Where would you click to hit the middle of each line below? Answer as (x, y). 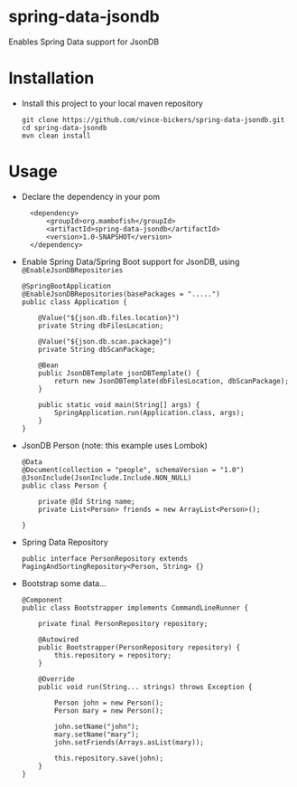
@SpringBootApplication (66, 286)
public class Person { (64, 486)
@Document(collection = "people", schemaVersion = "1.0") (133, 469)
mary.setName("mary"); (97, 735)
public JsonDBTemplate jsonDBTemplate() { (119, 373)
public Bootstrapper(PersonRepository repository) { (139, 647)
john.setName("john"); (97, 726)
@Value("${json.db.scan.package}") (105, 341)
